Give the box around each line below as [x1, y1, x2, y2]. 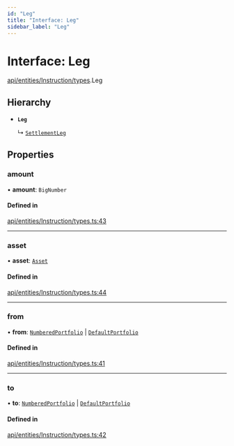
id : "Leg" [7, 10, 36, 17]
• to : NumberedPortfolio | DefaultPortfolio [7, 399, 131, 408]
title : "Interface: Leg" [7, 17, 79, 24]
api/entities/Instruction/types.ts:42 [7, 430, 107, 439]
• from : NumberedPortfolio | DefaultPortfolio [7, 328, 139, 336]
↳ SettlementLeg [17, 128, 66, 137]
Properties [7, 148, 54, 160]
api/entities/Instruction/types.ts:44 [7, 288, 107, 296]
